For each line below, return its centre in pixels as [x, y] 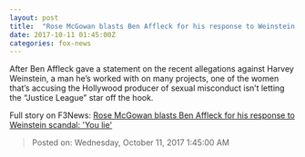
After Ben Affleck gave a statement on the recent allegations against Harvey [152, 69]
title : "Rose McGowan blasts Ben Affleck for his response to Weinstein [152, 26]
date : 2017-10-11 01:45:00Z [63, 34]
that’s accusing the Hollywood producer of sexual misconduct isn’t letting [147, 88]
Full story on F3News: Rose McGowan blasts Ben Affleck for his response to [152, 115]
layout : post [34, 18]
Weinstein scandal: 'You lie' [61, 125]
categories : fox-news [51, 43]
